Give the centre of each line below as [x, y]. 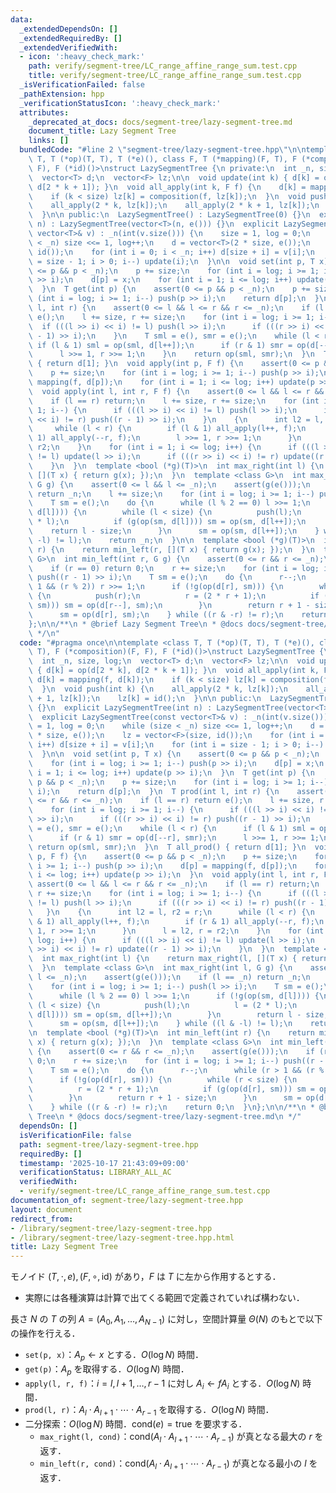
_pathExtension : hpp [62, 94]
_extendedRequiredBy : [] [71, 38]
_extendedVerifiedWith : [68, 47]
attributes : [44, 112]
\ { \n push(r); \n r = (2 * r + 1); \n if [174, 596]
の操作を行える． [45, 1333]
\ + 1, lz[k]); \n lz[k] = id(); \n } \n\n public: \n [145, 698]
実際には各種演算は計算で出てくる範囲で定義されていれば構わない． [164, 1298]
